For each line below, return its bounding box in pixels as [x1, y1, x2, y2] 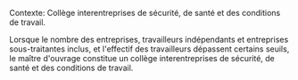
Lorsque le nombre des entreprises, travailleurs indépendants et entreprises [9, 35, 289, 44]
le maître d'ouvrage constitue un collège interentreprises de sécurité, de [9, 53, 275, 63]
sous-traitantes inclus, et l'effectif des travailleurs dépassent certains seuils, [9, 44, 290, 54]
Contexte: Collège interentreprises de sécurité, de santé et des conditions [9, 8, 281, 18]
